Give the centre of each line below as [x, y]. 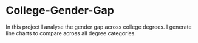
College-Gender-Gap [60, 10]
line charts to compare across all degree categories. [71, 33]
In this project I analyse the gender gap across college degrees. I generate [99, 27]
